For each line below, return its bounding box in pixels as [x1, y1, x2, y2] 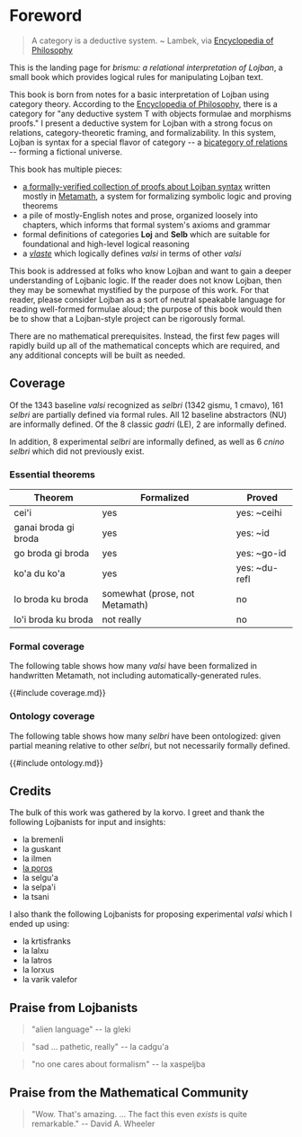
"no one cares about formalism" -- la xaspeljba [31, 1059, 206, 1070]
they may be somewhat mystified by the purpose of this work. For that [9, 284, 270, 295]
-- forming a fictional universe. [9, 146, 123, 157]
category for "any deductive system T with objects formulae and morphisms [9, 108, 292, 119]
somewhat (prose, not [102, 588, 195, 600]
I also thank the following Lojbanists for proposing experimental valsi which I [9, 909, 292, 919]
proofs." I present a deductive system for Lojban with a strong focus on [9, 118, 273, 129]
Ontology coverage [9, 710, 95, 723]
